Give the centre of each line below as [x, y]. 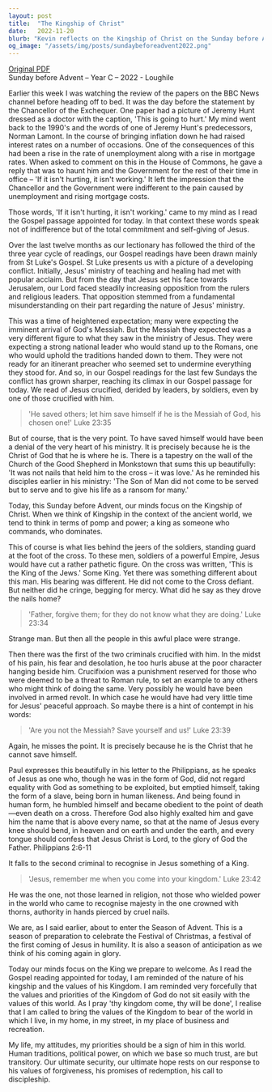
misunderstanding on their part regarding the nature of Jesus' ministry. [127, 305]
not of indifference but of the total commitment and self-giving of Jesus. [129, 229]
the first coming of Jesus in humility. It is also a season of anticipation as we [136, 945]
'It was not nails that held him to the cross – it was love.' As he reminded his [134, 473]
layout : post [30, 16]
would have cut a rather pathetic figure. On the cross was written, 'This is [131, 564]
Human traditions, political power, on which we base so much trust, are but [133, 1054]
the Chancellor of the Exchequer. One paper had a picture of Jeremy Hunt [132, 111]
